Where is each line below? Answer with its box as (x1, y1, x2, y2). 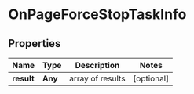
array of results (69, 73, 126, 84)
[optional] (133, 73, 170, 84)
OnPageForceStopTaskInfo (8, 5, 187, 23)
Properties (8, 37, 61, 50)
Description (75, 60, 120, 70)
